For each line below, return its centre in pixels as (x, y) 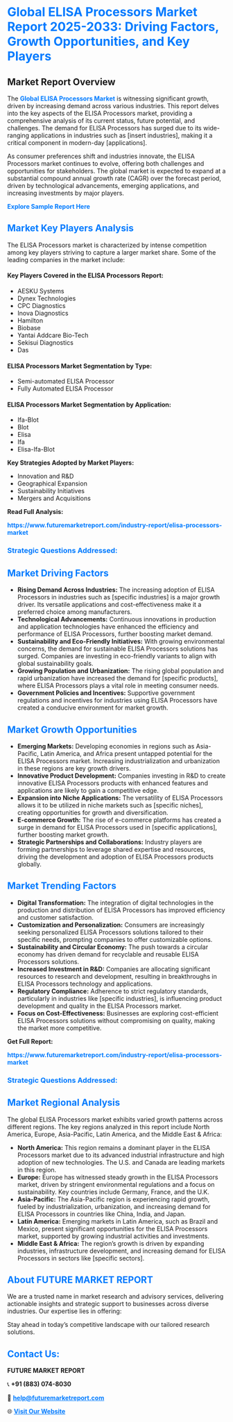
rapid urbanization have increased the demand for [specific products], (118, 678)
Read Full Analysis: (35, 512)
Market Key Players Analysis (70, 229)
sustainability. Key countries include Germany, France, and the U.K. (113, 1192)
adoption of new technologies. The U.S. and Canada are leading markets (121, 1162)
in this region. (37, 1170)
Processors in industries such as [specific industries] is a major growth (119, 597)
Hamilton (30, 320)
